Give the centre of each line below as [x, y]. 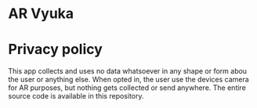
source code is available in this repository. [76, 96]
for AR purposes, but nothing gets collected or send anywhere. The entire [127, 88]
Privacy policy [56, 50]
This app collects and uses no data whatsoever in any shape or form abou [128, 71]
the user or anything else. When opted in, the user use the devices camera [128, 80]
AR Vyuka [41, 14]
